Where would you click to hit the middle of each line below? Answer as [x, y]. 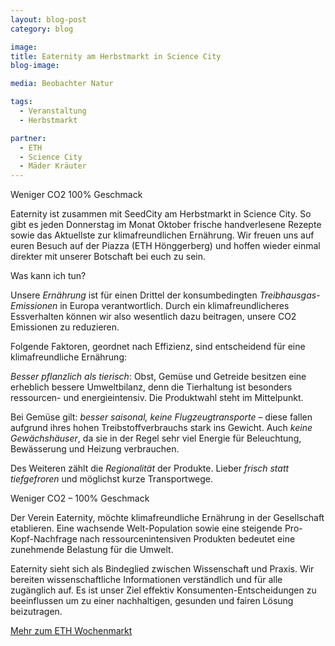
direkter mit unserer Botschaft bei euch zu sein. [108, 257]
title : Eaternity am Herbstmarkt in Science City [116, 56]
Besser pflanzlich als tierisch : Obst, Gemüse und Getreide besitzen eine [158, 377]
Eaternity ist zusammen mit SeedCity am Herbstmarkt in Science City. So [161, 214]
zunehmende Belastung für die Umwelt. [92, 550]
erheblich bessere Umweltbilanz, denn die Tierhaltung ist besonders [151, 387]
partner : [28, 138]
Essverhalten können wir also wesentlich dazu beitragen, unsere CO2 [153, 317]
